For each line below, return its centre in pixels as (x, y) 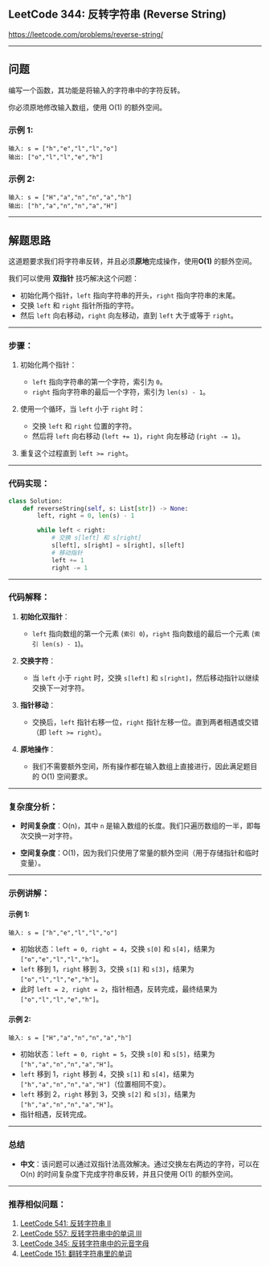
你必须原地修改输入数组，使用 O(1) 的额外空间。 (88, 107)
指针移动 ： (38, 705)
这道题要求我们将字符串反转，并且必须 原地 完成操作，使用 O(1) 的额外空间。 (133, 261)
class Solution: (35, 501)
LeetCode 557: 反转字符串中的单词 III (81, 1234)
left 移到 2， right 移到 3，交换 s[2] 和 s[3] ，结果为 (108, 1094)
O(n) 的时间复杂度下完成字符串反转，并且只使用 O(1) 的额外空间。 (129, 1174)
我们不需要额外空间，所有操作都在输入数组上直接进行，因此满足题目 (145, 766)
